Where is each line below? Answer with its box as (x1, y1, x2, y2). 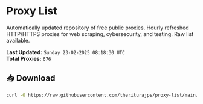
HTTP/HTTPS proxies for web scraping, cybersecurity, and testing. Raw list (6, 30, 194, 37)
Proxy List (6, 4, 57, 18)
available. (6, 37, 30, 44)
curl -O (6, 92, 26, 98)
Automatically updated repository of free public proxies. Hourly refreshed (6, 24, 189, 31)
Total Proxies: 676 (6, 55, 51, 62)
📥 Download (6, 73, 56, 84)
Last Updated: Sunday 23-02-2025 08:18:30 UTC (6, 48, 125, 55)
